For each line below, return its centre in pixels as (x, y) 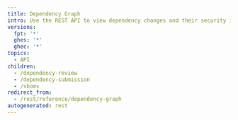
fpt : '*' (27, 34)
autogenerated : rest (38, 106)
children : (22, 66)
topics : (19, 54)
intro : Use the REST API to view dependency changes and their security (117, 20)
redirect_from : (30, 92)
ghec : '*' (28, 47)
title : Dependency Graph (44, 14)
